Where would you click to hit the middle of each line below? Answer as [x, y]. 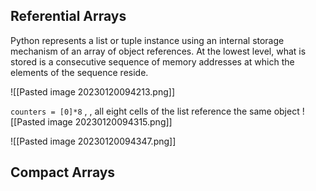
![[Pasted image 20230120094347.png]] [93, 141]
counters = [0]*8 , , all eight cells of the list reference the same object [155, 111]
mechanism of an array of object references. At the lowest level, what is [158, 51]
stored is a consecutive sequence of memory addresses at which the [152, 61]
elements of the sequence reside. [79, 72]
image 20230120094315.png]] [110, 121]
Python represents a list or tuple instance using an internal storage [147, 40]
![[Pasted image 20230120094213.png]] [92, 91]
